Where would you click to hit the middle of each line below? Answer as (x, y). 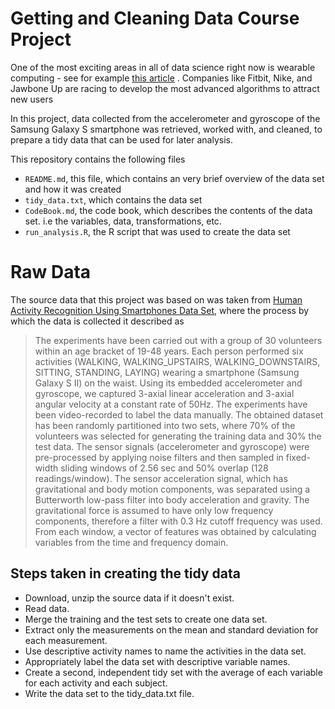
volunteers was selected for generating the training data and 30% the (178, 436)
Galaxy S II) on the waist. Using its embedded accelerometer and (168, 383)
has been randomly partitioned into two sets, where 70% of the (165, 425)
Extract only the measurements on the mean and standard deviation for (171, 629)
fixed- (298, 457)
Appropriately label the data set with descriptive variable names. (157, 661)
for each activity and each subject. (96, 683)
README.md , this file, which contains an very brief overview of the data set (174, 178)
